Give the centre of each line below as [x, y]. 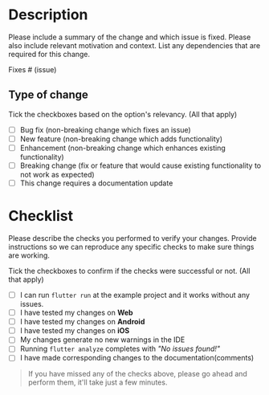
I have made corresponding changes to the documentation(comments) [137, 358]
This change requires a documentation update [96, 183]
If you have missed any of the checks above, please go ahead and [137, 374]
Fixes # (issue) [33, 69]
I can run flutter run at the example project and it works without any [135, 295]
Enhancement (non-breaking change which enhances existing [123, 148]
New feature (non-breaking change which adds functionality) [121, 139]
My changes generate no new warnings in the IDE [102, 340]
